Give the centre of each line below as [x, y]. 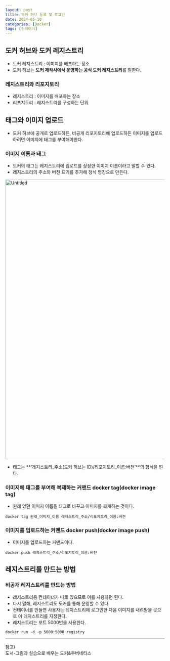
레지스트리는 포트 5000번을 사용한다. [49, 622]
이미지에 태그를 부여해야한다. [55, 140]
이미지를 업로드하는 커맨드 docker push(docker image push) [77, 530]
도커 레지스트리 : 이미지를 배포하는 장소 [51, 63]
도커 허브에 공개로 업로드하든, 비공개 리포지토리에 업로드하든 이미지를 [81, 133]
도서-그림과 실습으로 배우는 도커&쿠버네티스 [48, 653]
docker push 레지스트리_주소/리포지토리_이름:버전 [51, 553]
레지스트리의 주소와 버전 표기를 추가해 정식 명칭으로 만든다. [71, 172]
